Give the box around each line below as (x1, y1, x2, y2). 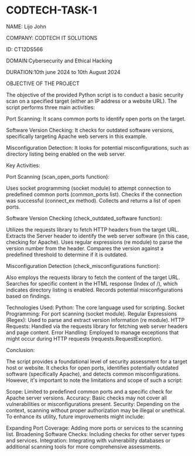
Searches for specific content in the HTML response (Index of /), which (6, 280, 178, 287)
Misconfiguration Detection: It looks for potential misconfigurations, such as (6, 144, 189, 151)
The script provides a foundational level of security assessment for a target (6, 358, 187, 365)
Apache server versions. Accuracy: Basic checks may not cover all (6, 394, 167, 401)
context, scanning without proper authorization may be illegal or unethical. (6, 407, 186, 414)
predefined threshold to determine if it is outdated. (6, 251, 128, 258)
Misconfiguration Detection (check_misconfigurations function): (6, 262, 160, 269)
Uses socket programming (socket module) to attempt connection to (6, 185, 172, 192)
